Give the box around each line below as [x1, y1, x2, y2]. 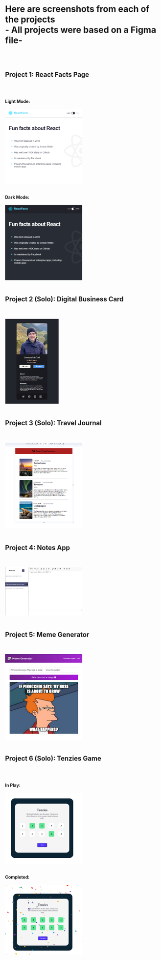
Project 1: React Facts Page [5, 70, 90, 79]
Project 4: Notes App [5, 543, 70, 552]
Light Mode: [5, 98, 30, 104]
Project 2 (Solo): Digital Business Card [5, 295, 124, 303]
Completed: [5, 874, 30, 880]
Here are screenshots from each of [5, 3, 150, 15]
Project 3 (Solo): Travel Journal [5, 419, 102, 427]
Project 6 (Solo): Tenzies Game [5, 755, 101, 763]
